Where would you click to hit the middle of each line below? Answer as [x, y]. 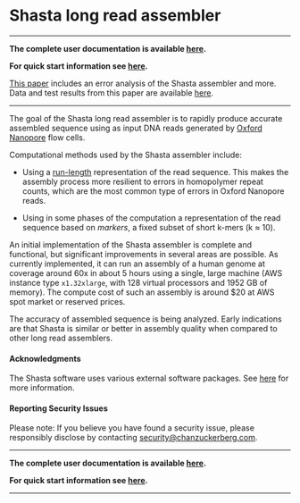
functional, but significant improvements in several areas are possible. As [144, 254]
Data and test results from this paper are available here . [112, 92]
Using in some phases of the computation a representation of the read [151, 218]
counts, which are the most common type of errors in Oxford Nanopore [153, 191]
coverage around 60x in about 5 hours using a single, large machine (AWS [146, 272]
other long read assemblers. [61, 338]
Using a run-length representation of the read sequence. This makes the [155, 172]
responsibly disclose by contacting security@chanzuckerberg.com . [133, 438]
